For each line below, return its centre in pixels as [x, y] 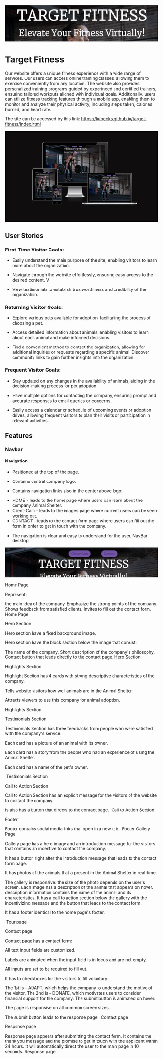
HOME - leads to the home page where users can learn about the [77, 501]
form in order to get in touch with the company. [59, 526]
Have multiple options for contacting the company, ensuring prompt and [84, 395]
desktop [20, 541]
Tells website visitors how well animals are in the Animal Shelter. [69, 691]
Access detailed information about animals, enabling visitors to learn [81, 332]
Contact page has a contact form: [39, 941]
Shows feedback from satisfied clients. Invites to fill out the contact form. [78, 609]
